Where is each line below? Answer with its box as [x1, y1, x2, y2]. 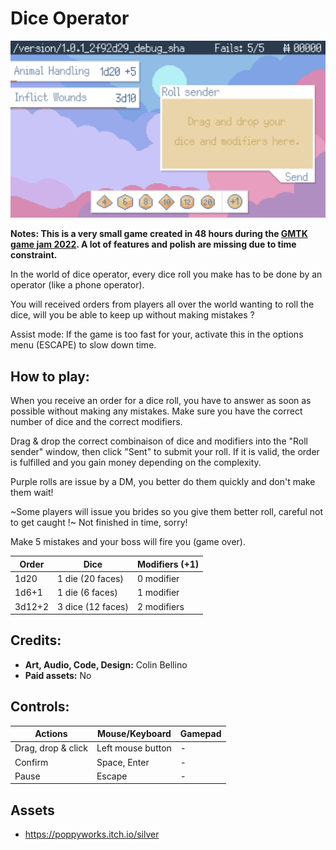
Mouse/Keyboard [96, 728, 172, 740]
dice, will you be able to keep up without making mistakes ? [10, 309, 255, 321]
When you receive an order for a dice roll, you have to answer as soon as [10, 395, 312, 407]
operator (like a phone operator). [10, 279, 145, 291]
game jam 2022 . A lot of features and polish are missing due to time [10, 238, 297, 251]
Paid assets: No [24, 669, 92, 681]
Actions [34, 728, 68, 740]
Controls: [10, 698, 70, 716]
